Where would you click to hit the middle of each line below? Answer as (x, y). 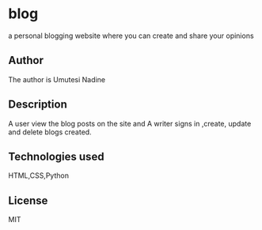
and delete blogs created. (50, 132)
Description (38, 105)
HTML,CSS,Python (39, 175)
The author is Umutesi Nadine (57, 79)
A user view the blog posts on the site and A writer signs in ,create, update (130, 123)
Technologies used (56, 156)
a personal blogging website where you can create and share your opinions (131, 36)
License (28, 200)
